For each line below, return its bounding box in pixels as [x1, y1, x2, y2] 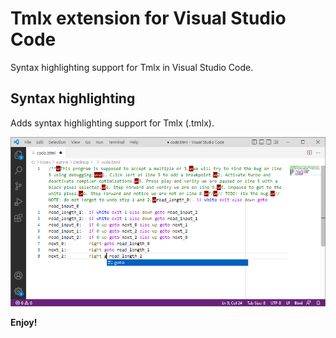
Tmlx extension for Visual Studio [10, 7, 287, 30]
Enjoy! [10, 316, 38, 328]
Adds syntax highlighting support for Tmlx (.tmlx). [10, 117, 215, 129]
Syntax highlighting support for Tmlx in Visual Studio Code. [10, 61, 254, 73]
